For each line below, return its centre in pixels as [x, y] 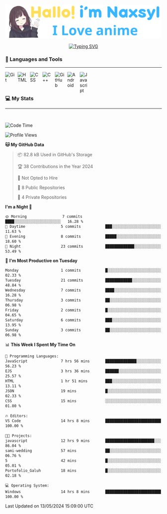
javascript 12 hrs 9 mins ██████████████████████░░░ [83, 441]
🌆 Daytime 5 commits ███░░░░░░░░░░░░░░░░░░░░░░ [83, 227]
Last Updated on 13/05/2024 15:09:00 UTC [49, 506]
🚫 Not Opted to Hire [38, 178]
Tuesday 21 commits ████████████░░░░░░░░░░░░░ [83, 281]
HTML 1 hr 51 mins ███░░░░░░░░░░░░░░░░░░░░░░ [83, 381]
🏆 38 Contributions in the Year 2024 [55, 167]
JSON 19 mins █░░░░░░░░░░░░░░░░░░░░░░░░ [83, 391]
